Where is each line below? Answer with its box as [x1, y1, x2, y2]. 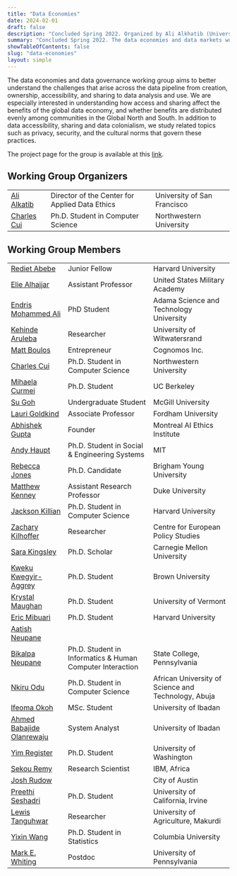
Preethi [11, 787, 35, 797]
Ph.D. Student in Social [68, 440, 143, 450]
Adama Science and [152, 295, 220, 305]
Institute [152, 429, 181, 439]
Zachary [11, 522, 39, 532]
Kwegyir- [11, 571, 42, 581]
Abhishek [11, 421, 42, 431]
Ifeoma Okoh [11, 702, 54, 712]
